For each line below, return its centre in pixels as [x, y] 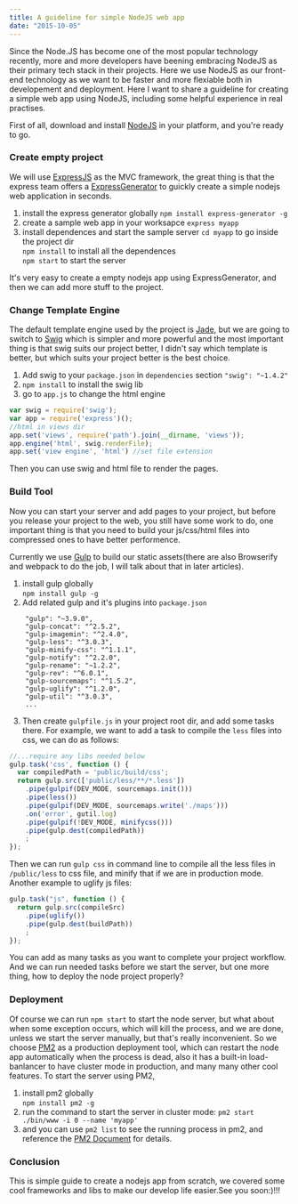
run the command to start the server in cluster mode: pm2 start [138, 1111]
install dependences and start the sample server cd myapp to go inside [150, 231]
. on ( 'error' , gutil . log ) [71, 814]
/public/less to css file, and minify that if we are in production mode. [137, 874]
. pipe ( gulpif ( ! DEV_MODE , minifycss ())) [99, 822]
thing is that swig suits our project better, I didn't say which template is [139, 349]
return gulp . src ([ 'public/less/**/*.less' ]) [101, 781]
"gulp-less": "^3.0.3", [69, 642]
